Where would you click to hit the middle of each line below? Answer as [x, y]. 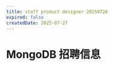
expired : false [25, 17]
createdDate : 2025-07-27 [37, 23]
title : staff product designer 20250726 [57, 12]
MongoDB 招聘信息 [53, 54]
